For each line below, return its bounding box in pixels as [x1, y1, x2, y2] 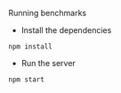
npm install [8, 42, 52, 51]
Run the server [20, 58, 77, 68]
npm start [8, 75, 45, 84]
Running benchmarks [8, 8, 86, 18]
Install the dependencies [20, 25, 112, 35]
